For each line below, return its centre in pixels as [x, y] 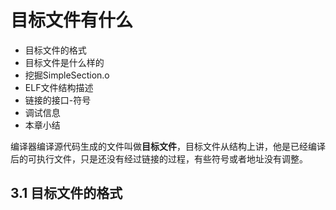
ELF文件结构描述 [59, 87]
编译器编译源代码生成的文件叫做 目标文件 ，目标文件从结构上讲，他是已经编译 [168, 146]
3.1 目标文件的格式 [66, 193]
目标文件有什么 [72, 20]
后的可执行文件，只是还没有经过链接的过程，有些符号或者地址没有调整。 [159, 158]
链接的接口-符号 [58, 100]
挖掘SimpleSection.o [67, 75]
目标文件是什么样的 [64, 62]
